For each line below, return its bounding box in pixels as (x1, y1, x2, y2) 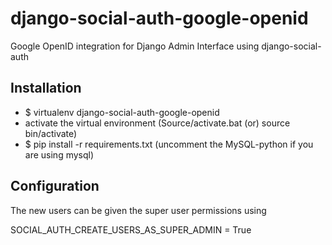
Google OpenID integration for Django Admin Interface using (10, 40, 260, 52)
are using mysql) (24, 148, 95, 161)
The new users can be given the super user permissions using (10, 204, 267, 216)
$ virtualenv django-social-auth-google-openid (24, 106, 220, 118)
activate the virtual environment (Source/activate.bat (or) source (24, 117, 291, 129)
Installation (10, 80, 82, 97)
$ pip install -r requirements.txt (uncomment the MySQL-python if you (24, 138, 314, 150)
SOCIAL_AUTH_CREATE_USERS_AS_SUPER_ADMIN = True (10, 223, 252, 236)
